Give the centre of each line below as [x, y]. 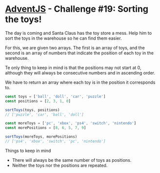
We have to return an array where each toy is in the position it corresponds [80, 82]
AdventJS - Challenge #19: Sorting [77, 9]
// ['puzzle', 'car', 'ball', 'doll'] [44, 114]
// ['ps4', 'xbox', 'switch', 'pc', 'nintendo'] [55, 141]
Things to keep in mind [28, 150]
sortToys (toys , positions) [32, 110]
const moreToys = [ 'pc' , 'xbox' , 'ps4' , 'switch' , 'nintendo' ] [71, 124]
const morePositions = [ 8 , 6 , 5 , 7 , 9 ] [46, 128]
